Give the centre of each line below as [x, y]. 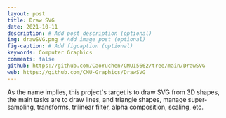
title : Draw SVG [31, 20]
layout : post [26, 14]
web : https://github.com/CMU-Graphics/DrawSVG [77, 72]
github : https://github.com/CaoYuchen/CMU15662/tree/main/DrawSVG [106, 66]
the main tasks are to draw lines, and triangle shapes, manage [97, 99]
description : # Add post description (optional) [80, 33]
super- [198, 99]
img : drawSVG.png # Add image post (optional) [77, 40]
